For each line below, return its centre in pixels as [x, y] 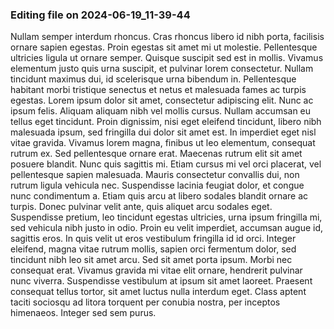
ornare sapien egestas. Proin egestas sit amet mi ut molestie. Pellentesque [164, 47]
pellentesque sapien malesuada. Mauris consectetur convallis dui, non [155, 175]
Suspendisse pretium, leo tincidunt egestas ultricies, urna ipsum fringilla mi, [166, 217]
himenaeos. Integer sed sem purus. [83, 313]
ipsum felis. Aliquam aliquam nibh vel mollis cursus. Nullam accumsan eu [161, 111]
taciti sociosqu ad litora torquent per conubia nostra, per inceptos [145, 302]
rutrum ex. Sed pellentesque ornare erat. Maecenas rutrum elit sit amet [156, 154]
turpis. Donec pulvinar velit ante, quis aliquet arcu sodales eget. [141, 207]
